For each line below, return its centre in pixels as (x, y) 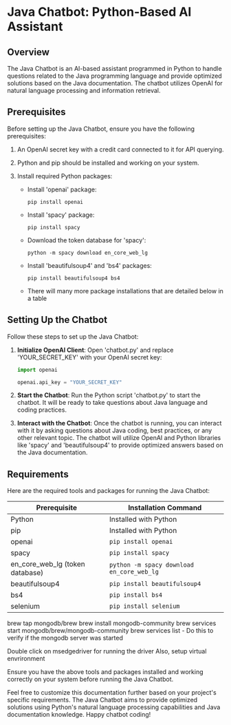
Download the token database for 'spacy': (87, 240)
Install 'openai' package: (62, 189)
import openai (37, 370)
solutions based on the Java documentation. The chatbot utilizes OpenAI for (115, 83)
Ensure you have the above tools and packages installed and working (105, 672)
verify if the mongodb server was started (65, 638)
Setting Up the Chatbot (57, 320)
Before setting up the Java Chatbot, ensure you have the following (101, 129)
